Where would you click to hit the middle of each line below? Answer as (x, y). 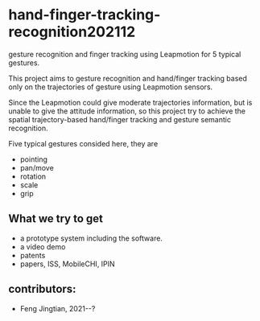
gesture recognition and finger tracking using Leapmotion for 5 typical (125, 54)
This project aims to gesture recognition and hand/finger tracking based (128, 78)
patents (33, 255)
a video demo (43, 246)
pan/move (37, 167)
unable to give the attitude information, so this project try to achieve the (127, 111)
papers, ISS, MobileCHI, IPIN (67, 264)
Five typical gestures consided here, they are (83, 143)
